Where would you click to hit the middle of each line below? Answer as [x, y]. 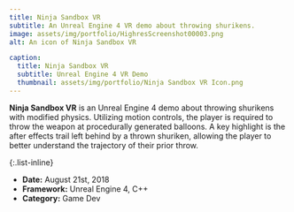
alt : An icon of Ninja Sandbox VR [73, 42]
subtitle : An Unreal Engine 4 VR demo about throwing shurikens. [132, 26]
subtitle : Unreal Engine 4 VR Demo [83, 75]
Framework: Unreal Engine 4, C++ [85, 189]
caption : [25, 58]
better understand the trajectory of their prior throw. [104, 145]
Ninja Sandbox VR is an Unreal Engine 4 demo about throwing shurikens [142, 108]
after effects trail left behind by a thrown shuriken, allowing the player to [140, 136]
